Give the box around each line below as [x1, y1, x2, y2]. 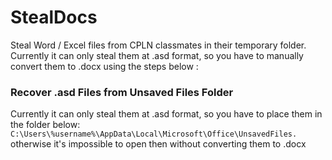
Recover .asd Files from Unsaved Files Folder [10, 85, 234, 99]
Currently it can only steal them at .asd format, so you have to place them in [10, 108, 323, 120]
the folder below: [10, 119, 81, 131]
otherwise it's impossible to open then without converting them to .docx [10, 138, 307, 150]
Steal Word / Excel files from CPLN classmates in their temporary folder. [10, 39, 307, 51]
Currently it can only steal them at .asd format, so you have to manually [10, 49, 304, 61]
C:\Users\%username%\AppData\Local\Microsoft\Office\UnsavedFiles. [10, 129, 298, 140]
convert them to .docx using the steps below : [10, 60, 199, 72]
